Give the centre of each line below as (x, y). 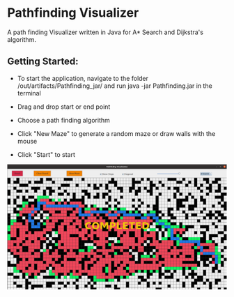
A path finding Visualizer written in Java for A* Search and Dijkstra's (106, 32)
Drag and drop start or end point (64, 107)
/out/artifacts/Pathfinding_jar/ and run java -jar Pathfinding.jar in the (115, 86)
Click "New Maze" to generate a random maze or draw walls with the (116, 133)
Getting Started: (43, 62)
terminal (29, 93)
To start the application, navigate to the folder (83, 78)
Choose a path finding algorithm (63, 120)
